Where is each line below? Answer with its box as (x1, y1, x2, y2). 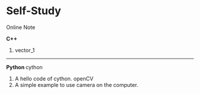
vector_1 (14, 46, 35, 54)
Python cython (6, 63, 43, 70)
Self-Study (6, 4, 61, 18)
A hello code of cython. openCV (14, 75, 94, 82)
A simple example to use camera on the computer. (14, 81, 139, 88)
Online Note (6, 24, 36, 31)
